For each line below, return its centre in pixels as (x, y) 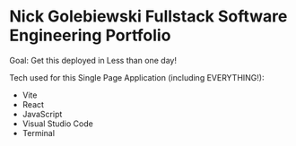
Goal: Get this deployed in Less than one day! (93, 60)
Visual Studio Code (58, 124)
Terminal (39, 133)
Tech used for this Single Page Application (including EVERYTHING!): (137, 77)
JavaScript (42, 114)
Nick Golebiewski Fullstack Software (148, 17)
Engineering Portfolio (90, 35)
